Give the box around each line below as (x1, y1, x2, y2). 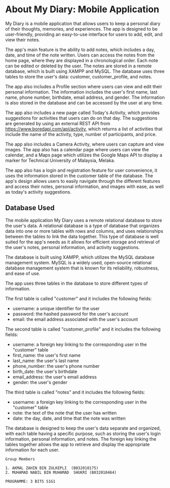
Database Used (5, 204, 55, 212)
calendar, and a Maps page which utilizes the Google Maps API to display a (5, 152, 162, 158)
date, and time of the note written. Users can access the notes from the (5, 52, 155, 58)
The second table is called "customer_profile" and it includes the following (5, 326, 161, 332)
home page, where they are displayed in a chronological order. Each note (5, 57, 158, 63)
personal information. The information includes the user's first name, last (5, 89, 158, 95)
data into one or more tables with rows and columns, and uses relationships (5, 228, 163, 234)
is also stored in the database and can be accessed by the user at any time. (5, 99, 163, 105)
